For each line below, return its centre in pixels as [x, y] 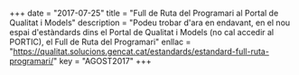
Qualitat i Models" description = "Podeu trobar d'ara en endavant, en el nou [150, 23]
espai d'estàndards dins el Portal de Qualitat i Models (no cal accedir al [141, 32]
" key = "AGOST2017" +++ [102, 61]
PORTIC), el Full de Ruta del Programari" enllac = [100, 42]
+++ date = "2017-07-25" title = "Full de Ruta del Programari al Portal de [144, 13]
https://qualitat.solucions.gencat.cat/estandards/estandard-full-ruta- [141, 52]
